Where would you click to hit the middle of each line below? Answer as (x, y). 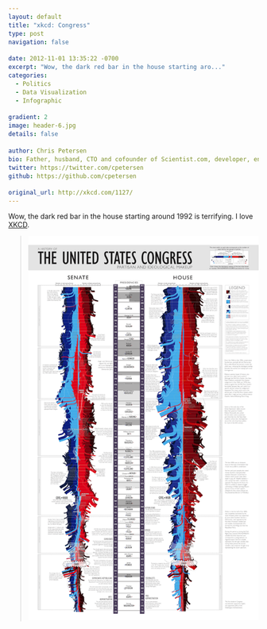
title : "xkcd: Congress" (49, 25)
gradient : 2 (28, 118)
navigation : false (39, 42)
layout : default (35, 17)
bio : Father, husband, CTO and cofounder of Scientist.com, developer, (129, 159)
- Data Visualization (51, 92)
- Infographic (39, 100)
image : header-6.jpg (43, 126)
